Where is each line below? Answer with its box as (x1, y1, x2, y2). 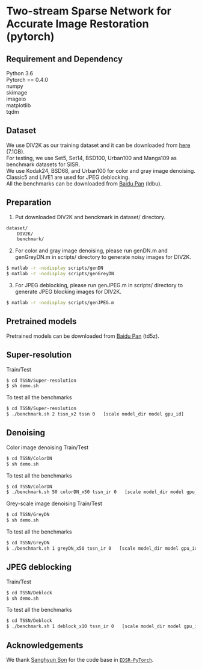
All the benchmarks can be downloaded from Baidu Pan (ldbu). (6, 179, 162, 187)
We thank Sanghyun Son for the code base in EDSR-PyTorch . (6, 656, 154, 663)
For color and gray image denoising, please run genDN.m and (14, 247, 168, 254)
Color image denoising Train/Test (6, 444, 89, 451)
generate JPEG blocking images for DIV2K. (14, 288, 122, 295)
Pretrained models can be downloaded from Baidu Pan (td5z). (6, 332, 159, 340)
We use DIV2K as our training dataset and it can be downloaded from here (6, 142, 191, 149)
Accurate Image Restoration (6, 17, 149, 31)
